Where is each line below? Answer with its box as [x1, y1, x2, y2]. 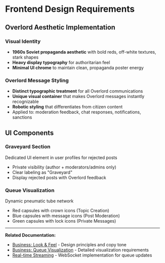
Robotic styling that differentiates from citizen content [12, 104, 123, 110]
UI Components [5, 129, 54, 137]
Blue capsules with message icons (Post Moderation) [12, 213, 120, 219]
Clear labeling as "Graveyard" [12, 169, 73, 175]
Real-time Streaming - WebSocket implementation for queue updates [12, 252, 152, 258]
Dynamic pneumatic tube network [5, 198, 74, 204]
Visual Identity [5, 38, 41, 45]
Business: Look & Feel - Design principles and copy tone [12, 242, 127, 248]
